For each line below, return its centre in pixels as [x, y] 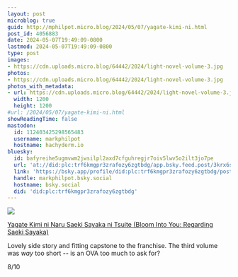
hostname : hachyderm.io [49, 146]
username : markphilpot [47, 138]
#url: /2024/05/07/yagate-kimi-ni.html [66, 112]
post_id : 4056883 [33, 34]
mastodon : [22, 125]
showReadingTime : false [42, 119]
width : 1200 [32, 100]
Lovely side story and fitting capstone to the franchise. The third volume [113, 246]
